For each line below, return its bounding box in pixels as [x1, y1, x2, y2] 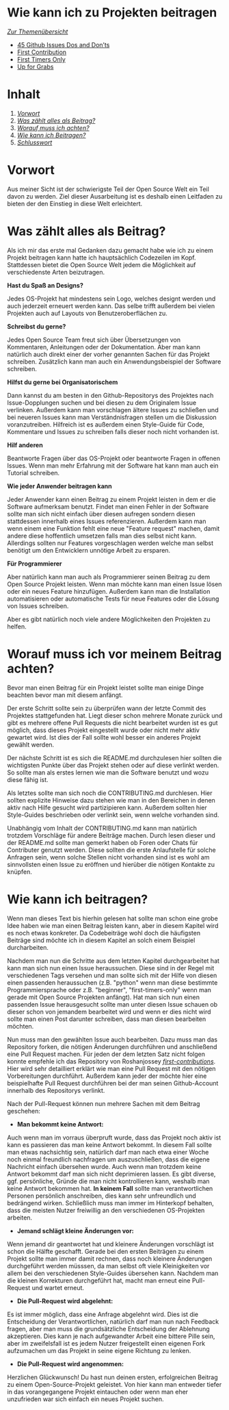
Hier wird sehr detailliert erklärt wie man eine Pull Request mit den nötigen [7, 1064, 216, 1072]
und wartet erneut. [31, 1283, 84, 1292]
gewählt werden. [7, 740, 55, 748]
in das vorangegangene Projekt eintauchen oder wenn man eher [7, 1387, 189, 1396]
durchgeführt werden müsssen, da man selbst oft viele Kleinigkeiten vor [7, 1261, 210, 1270]
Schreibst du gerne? [7, 322, 66, 330]
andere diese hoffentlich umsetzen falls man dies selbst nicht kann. [7, 531, 197, 540]
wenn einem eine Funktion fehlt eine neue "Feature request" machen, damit [7, 524, 220, 532]
